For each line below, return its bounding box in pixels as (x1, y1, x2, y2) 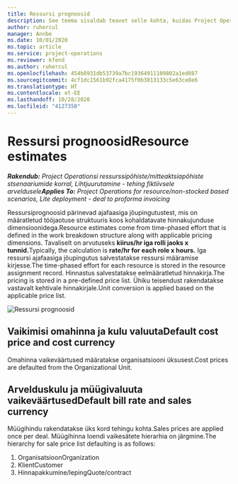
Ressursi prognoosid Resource (7, 133, 189, 150)
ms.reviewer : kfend (7, 57, 65, 64)
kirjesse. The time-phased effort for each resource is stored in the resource (7, 260, 226, 270)
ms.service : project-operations (7, 50, 103, 57)
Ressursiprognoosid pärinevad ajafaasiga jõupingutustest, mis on (7, 208, 198, 216)
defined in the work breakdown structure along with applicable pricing (7, 231, 212, 239)
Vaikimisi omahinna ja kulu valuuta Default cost (7, 326, 219, 338)
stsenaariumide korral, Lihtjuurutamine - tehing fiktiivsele (7, 179, 175, 188)
